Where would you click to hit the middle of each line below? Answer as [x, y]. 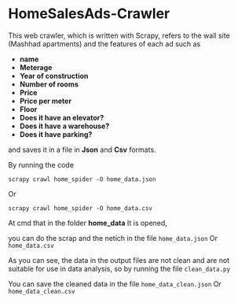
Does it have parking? [56, 134]
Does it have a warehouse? [64, 126]
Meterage [36, 67]
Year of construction [54, 76]
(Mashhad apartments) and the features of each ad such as [104, 43]
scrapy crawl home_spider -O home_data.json [82, 179]
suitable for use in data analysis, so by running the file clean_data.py [119, 268]
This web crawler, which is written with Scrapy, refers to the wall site [119, 35]
